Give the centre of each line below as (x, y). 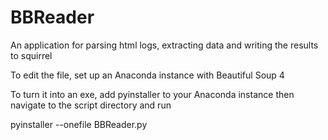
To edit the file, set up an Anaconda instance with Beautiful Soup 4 (147, 75)
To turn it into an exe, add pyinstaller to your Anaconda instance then (152, 94)
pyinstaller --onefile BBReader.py (79, 124)
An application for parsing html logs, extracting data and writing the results (164, 45)
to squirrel (31, 55)
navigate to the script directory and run (91, 105)
